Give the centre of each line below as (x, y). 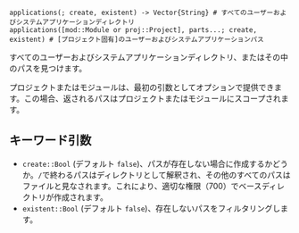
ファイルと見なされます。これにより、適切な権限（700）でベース (142, 186)
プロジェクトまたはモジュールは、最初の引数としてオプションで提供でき (142, 87)
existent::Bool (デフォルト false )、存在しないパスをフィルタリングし (151, 208)
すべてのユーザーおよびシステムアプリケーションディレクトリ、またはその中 (149, 57)
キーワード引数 (50, 141)
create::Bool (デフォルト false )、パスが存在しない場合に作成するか (147, 163)
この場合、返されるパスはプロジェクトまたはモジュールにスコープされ (152, 98)
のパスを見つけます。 (48, 68)
